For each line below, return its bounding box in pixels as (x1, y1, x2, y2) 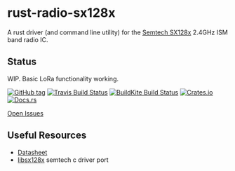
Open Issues (7, 109, 44, 117)
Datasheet (17, 148, 48, 156)
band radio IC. (7, 35, 48, 43)
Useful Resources (7, 130, 87, 142)
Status (7, 56, 37, 68)
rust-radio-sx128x (7, 5, 116, 21)
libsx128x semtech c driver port (17, 156, 109, 164)
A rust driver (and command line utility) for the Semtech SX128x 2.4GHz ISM (7, 28, 228, 36)
